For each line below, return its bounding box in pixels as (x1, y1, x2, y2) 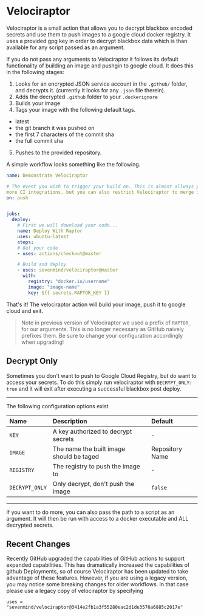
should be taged (52, 452, 99, 460)
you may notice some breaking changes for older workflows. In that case (6, 581, 189, 588)
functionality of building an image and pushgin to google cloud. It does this (6, 62, 194, 69)
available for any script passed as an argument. (6, 44, 125, 51)
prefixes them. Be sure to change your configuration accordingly (21, 332, 183, 339)
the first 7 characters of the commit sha (15, 131, 114, 138)
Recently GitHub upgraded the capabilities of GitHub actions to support (6, 555, 185, 563)
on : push (6, 194, 29, 201)
